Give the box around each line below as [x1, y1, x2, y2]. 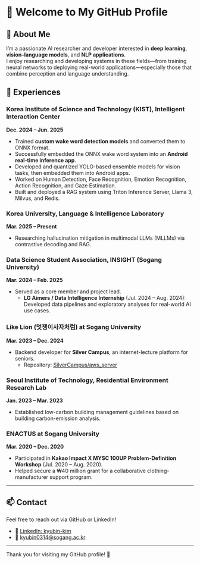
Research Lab [6, 383, 46, 391]
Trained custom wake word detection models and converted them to [14, 137, 186, 145]
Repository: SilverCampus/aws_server [23, 361, 118, 368]
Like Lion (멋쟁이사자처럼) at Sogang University [6, 323, 142, 331]
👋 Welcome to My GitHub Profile [6, 5, 168, 19]
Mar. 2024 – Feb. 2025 [6, 277, 63, 284]
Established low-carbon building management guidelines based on [14, 408, 179, 415]
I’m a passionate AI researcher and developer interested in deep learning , [6, 45, 187, 52]
